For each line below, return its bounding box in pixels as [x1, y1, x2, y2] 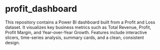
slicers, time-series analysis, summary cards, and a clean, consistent [5, 35, 144, 40]
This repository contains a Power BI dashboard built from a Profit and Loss [5, 19, 156, 25]
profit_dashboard [5, 3, 77, 14]
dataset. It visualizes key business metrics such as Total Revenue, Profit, [5, 24, 152, 30]
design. [5, 39, 21, 45]
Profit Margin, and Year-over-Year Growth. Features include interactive [5, 29, 147, 35]
